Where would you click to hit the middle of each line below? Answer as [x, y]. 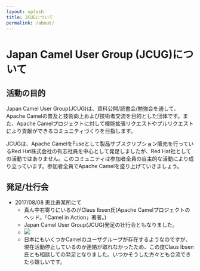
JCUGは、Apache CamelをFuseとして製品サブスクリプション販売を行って [98, 144]
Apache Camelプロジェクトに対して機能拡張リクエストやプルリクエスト [105, 124]
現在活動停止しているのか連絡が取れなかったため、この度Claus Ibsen [109, 247]
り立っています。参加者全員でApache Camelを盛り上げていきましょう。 [94, 166]
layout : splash [25, 12]
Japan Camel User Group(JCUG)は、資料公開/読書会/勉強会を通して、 [93, 109]
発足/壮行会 [27, 187]
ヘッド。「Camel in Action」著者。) [65, 217]
